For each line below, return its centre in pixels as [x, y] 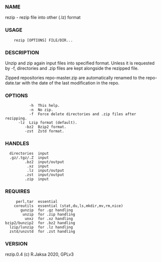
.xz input [38, 166]
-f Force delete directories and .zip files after [83, 114]
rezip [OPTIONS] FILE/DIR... [43, 40]
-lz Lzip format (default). [48, 123]
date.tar [13, 83]
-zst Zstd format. [44, 131]
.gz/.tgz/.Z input [29, 158]
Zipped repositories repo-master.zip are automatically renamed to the [75, 78]
